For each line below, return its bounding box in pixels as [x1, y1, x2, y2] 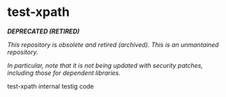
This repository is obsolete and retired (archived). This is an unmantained [7, 40, 219, 48]
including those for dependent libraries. [7, 69, 121, 77]
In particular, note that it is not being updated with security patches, [7, 61, 204, 69]
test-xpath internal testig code [7, 82, 94, 90]
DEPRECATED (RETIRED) [7, 27, 80, 35]
